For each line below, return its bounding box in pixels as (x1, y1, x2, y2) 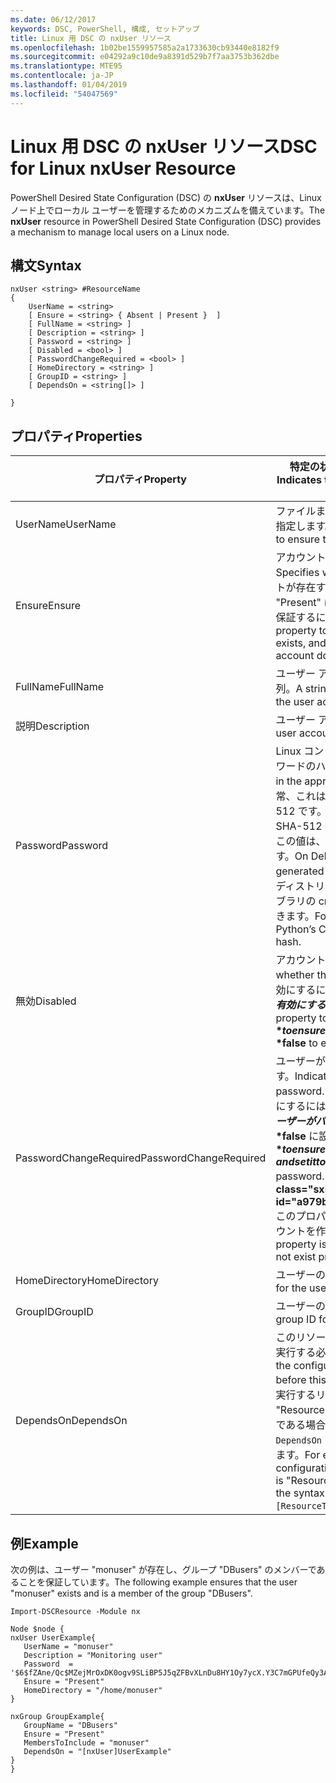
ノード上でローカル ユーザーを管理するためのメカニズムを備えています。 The (10, 204, 326, 216)
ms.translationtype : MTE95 (10, 61, 123, 71)
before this (275, 1373, 327, 1387)
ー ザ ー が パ (275, 1114, 327, 1128)
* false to (275, 1036, 318, 1050)
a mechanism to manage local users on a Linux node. (10, 226, 230, 238)
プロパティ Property (94, 472, 187, 486)
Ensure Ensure (15, 599, 82, 613)
